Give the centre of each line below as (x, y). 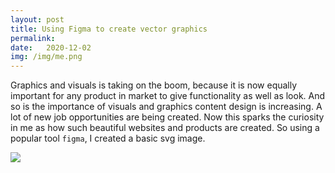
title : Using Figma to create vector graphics (109, 29)
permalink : (33, 38)
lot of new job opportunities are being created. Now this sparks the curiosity (167, 117)
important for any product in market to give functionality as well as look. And (168, 96)
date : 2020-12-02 (51, 47)
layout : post (37, 19)
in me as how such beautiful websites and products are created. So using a (165, 128)
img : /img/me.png (46, 57)
